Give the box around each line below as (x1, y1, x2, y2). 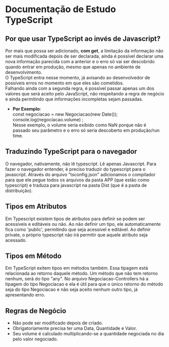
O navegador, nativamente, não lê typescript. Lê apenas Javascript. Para (5, 161, 156, 167)
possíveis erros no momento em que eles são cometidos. (5, 80, 124, 86)
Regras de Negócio (5, 307, 67, 315)
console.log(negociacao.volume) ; (12, 117, 84, 122)
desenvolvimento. (5, 69, 42, 75)
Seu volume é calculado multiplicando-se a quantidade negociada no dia (12, 331, 164, 337)
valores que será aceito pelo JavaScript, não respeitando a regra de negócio (5, 91, 164, 96)
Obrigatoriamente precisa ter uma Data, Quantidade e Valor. (12, 325, 137, 331)
